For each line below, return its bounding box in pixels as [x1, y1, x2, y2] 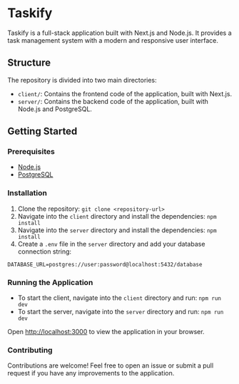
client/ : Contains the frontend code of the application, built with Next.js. [17, 89, 233, 98]
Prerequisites [7, 147, 55, 157]
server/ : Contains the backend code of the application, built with [17, 97, 209, 105]
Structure [7, 57, 51, 69]
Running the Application [7, 277, 93, 287]
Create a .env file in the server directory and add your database [17, 239, 205, 248]
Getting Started [7, 125, 78, 137]
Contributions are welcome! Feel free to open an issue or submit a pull [7, 361, 214, 370]
